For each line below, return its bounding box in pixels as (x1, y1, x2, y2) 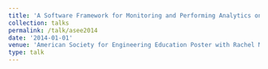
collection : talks (8, 19, 69, 27)
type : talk (8, 48, 45, 56)
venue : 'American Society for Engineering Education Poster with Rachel (8, 41, 255, 49)
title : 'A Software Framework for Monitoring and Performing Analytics (8, 11, 251, 20)
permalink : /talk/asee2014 (8, 26, 98, 34)
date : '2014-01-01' (8, 33, 73, 42)
